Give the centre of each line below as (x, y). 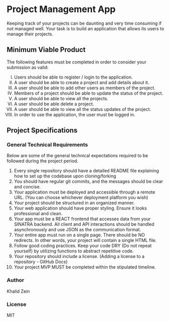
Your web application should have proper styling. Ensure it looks (80, 208)
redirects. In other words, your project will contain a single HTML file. (85, 240)
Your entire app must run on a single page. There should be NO (79, 235)
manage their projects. (30, 34)
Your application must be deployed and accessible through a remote (84, 192)
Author (16, 280)
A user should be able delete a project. (54, 104)
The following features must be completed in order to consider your (77, 62)
